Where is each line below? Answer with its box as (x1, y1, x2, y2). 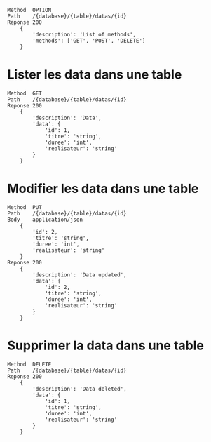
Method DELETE (7, 361, 52, 368)
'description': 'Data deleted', (32, 385, 128, 392)
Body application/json (7, 216, 83, 223)
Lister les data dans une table (7, 67, 182, 83)
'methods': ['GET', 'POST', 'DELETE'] (32, 37, 146, 44)
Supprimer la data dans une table (7, 337, 205, 354)
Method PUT (7, 203, 42, 210)
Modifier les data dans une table (7, 181, 199, 196)
